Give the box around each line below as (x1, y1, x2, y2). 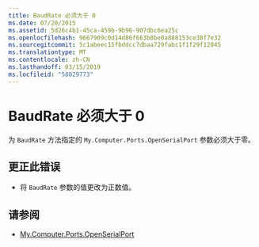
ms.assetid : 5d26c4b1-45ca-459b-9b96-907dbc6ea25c (8, 26, 179, 34)
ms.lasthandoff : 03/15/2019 (8, 63, 101, 71)
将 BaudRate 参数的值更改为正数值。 (19, 183, 136, 192)
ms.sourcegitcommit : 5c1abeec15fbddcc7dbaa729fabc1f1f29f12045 (8, 41, 222, 49)
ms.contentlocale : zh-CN (8, 56, 90, 64)
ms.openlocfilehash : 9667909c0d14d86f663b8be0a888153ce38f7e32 (8, 33, 222, 42)
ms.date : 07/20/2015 (8, 19, 77, 27)
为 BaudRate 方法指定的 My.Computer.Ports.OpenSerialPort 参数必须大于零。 (8, 135, 256, 144)
